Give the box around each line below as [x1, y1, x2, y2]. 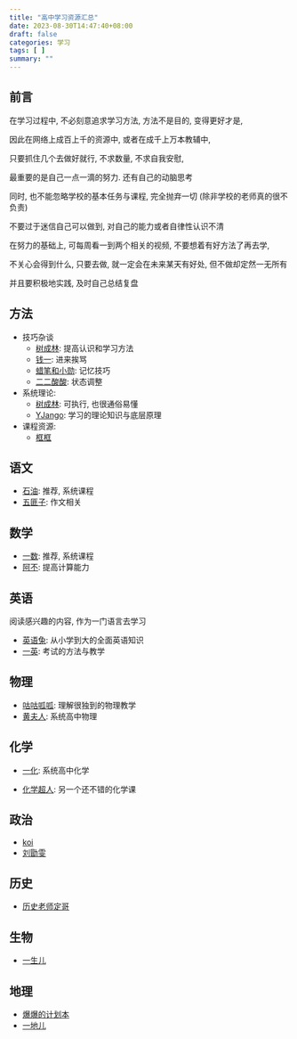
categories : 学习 [9, 37, 71, 47]
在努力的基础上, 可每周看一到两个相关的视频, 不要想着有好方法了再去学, [9, 240, 269, 250]
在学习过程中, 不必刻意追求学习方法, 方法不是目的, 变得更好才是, [9, 115, 243, 126]
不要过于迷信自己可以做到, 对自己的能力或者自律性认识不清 [9, 220, 224, 232]
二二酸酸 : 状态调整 [35, 376, 103, 387]
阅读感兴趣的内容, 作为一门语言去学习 [9, 616, 147, 626]
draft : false [9, 29, 58, 38]
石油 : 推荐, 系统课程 [21, 486, 94, 496]
